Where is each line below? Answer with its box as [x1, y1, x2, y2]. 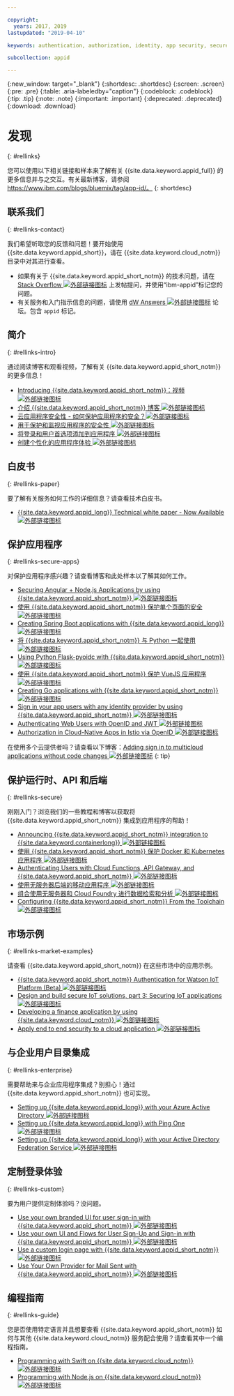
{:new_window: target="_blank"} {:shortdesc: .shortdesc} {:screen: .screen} [7, 79, 225, 88]
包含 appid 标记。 [29, 306, 80, 314]
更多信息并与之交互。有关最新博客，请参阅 [7, 175, 130, 183]
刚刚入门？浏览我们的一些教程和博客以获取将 [7, 807, 136, 816]
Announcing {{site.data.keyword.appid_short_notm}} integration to [17, 830, 208, 839]
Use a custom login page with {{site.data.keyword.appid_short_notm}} [17, 1245, 219, 1254]
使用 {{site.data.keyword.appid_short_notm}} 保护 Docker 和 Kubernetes [17, 847, 225, 856]
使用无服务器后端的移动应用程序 [17, 881, 109, 889]
